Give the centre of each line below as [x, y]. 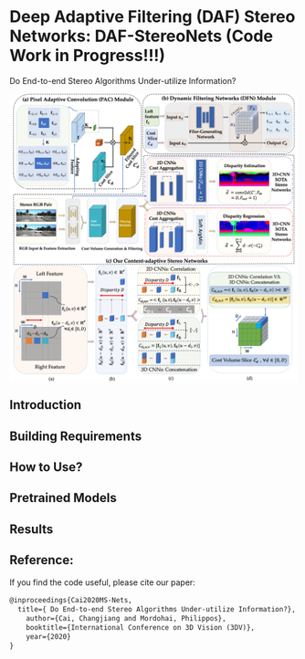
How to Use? [46, 467]
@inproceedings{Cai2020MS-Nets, [71, 600]
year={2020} [48, 636]
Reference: [42, 560]
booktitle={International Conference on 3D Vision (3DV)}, [141, 627]
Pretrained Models [63, 498]
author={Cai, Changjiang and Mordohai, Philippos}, [126, 618]
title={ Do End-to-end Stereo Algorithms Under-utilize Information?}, [157, 609]
